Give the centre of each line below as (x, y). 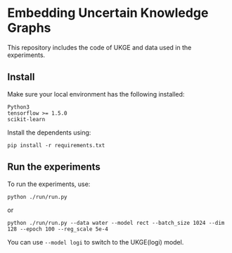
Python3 (19, 107)
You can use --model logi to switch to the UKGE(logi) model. (96, 242)
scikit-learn (26, 119)
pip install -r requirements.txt (56, 145)
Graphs (29, 28)
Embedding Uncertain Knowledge (108, 13)
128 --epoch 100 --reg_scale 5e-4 (58, 229)
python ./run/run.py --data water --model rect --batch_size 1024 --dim (116, 223)
